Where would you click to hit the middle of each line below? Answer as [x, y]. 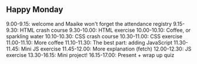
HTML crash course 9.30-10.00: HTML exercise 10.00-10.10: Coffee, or [105, 30]
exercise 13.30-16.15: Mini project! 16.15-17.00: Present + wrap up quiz [90, 55]
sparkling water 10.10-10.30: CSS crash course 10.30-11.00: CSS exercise [94, 36]
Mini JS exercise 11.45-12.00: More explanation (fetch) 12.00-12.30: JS [106, 49]
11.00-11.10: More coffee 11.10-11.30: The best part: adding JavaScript [89, 42]
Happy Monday [35, 10]
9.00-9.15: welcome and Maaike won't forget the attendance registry [89, 23]
